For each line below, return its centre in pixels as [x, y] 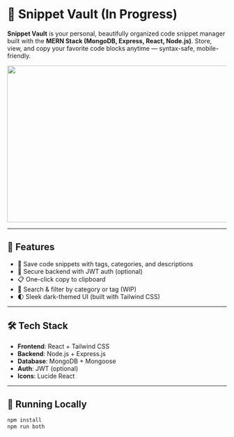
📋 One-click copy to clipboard [61, 279]
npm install [24, 420]
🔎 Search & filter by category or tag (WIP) [77, 289]
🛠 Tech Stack [38, 326]
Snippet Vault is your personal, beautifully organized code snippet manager [116, 33]
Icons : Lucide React [46, 376]
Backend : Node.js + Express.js [62, 353]
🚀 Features [31, 247]
